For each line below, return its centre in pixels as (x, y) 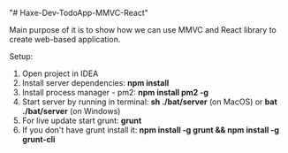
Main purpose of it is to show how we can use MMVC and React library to (143, 30)
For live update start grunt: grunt (82, 120)
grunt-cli (38, 139)
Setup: (21, 56)
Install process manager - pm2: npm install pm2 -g (115, 92)
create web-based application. (65, 39)
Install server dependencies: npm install (95, 83)
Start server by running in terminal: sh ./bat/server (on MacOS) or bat (150, 102)
